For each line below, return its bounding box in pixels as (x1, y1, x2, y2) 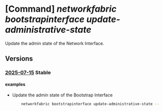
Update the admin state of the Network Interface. (5, 40, 104, 46)
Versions (5, 55, 33, 63)
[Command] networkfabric (5, 3, 116, 15)
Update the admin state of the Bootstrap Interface (12, 92, 113, 98)
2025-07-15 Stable (5, 69, 51, 76)
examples (5, 81, 25, 87)
